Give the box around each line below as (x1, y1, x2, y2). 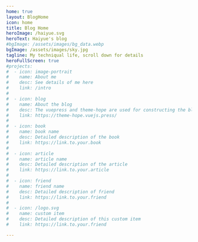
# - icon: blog (6, 96, 46, 102)
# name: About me (6, 74, 57, 80)
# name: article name (6, 156, 67, 162)
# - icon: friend (6, 178, 51, 184)
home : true (6, 8, 33, 15)
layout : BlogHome (6, 14, 49, 20)
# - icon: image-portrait (6, 69, 72, 75)
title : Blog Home (6, 25, 49, 31)
